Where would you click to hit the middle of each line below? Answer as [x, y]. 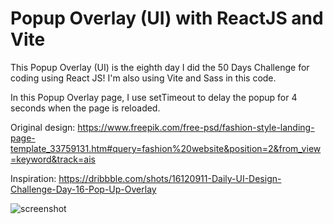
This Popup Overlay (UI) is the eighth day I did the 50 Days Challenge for [160, 67]
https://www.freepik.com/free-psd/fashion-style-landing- [196, 127]
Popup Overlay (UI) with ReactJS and [167, 18]
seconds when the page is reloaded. [85, 108]
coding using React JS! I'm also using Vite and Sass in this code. [143, 78]
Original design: [43, 127]
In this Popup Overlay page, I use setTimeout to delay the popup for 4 [154, 97]
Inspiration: [33, 178]
